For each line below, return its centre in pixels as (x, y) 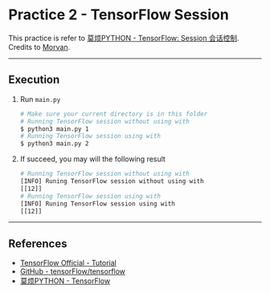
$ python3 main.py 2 (54, 144)
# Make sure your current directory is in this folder (114, 114)
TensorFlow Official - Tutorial (68, 263)
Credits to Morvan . (39, 47)
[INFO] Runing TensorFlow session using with (97, 203)
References (38, 244)
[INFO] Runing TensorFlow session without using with (112, 181)
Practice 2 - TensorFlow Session (119, 15)
